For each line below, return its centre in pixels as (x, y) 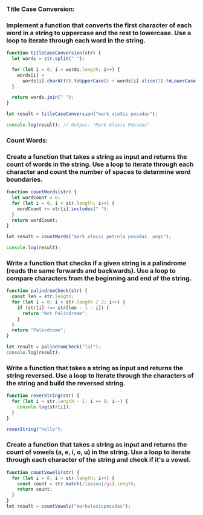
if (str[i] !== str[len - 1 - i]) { (63, 308)
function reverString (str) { (43, 396)
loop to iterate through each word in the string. (76, 40)
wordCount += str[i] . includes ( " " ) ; (63, 209)
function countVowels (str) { (43, 472)
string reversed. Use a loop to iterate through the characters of (100, 376)
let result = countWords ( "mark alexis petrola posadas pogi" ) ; (89, 237)
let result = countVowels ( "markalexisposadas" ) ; (69, 507)
